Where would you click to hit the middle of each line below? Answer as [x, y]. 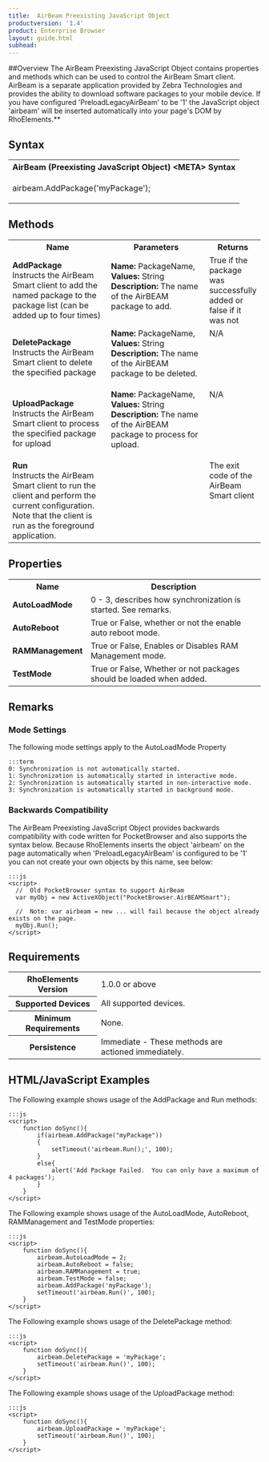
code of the [231, 475]
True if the [229, 260]
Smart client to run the [54, 485]
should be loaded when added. [149, 679]
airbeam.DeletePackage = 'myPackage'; [102, 1357]
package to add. [141, 306]
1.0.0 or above [128, 984]
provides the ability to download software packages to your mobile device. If [134, 94]
